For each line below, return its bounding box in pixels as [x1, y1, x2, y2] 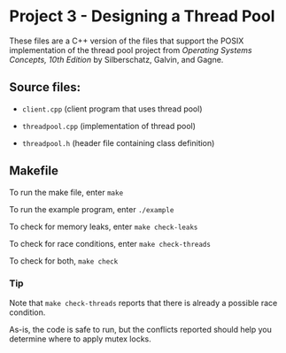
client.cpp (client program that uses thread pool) [21, 104, 203, 114]
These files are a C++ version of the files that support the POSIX [9, 35, 244, 46]
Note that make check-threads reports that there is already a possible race [9, 297, 278, 308]
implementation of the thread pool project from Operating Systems [9, 44, 252, 55]
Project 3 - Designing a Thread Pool [9, 6, 275, 27]
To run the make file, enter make [9, 187, 124, 197]
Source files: [9, 80, 81, 95]
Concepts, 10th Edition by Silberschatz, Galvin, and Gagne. [9, 54, 224, 65]
